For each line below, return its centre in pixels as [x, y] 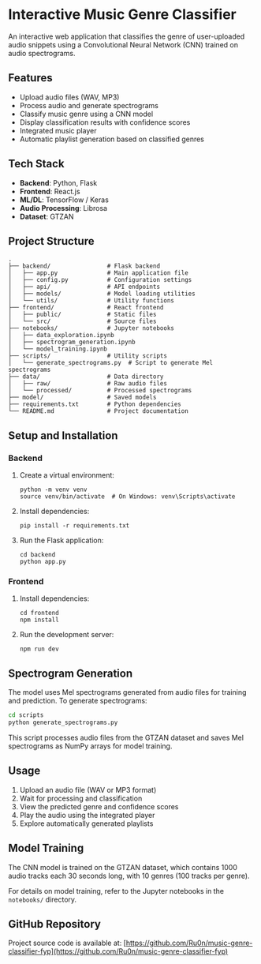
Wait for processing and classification [81, 798]
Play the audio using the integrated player [87, 815]
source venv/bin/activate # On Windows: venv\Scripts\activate [127, 497]
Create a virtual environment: [67, 475]
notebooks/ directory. [43, 899]
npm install [39, 620]
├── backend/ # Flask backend [84, 266]
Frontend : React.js [50, 191]
